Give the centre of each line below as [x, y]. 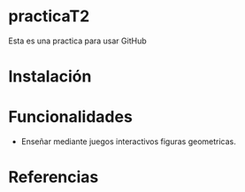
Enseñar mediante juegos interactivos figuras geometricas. [128, 142]
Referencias [54, 177]
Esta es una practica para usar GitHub [77, 41]
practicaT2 [49, 16]
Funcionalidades [71, 117]
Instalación [50, 77]
